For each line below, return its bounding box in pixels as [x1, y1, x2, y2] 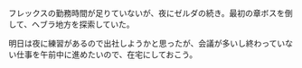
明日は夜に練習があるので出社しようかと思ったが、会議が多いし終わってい [8, 38, 286, 48]
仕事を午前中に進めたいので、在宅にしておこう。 [15, 49, 198, 60]
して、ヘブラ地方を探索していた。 [8, 19, 135, 30]
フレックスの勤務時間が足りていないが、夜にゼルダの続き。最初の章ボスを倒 [8, 8, 293, 18]
